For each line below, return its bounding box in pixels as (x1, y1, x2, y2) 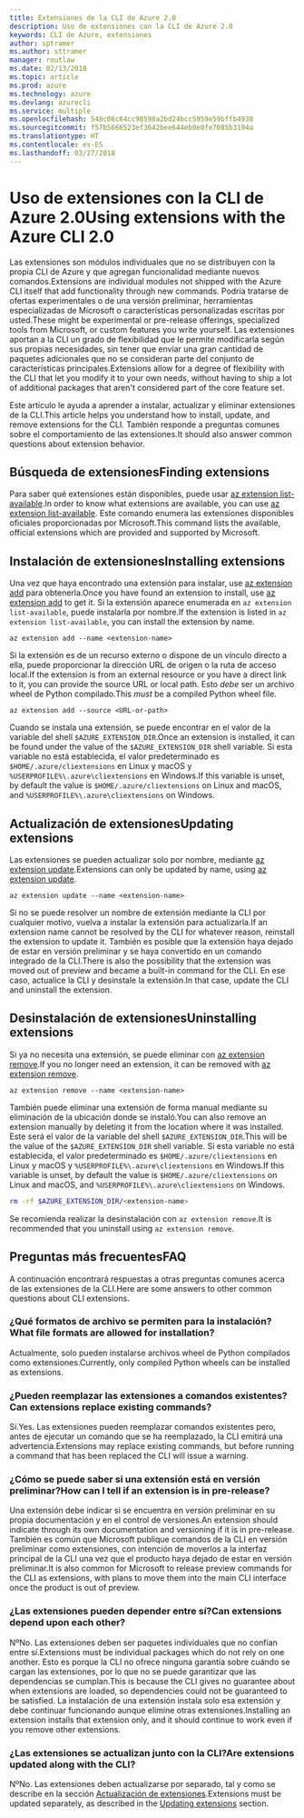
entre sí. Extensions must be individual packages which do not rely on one (9, 1646, 285, 1657)
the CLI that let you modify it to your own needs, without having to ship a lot (9, 372, 292, 383)
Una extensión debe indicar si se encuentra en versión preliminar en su (9, 1505, 276, 1516)
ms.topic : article (9, 73, 79, 82)
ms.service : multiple (9, 106, 92, 115)
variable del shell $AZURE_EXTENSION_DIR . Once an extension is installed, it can (9, 732, 295, 743)
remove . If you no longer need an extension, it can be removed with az (9, 1058, 271, 1069)
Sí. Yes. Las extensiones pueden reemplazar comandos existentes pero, (9, 1422, 277, 1433)
